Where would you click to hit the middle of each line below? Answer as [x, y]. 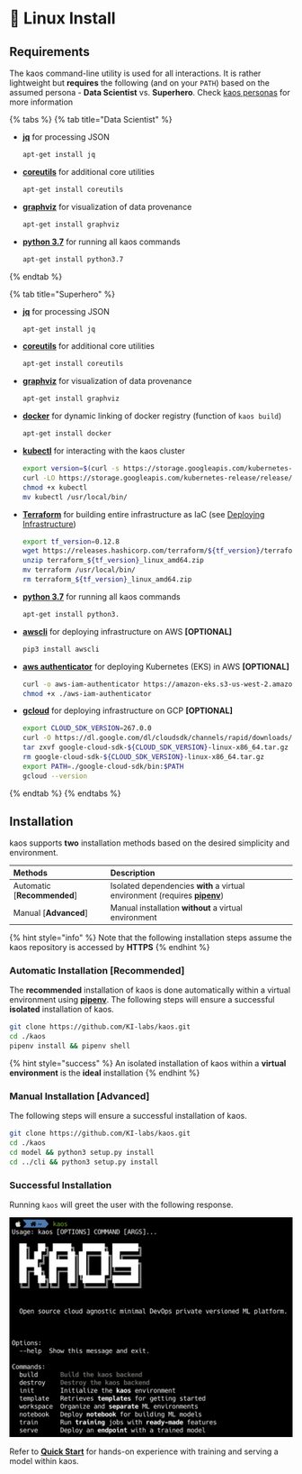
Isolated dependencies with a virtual [178, 886]
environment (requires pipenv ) [167, 895]
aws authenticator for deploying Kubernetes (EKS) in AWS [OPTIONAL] [155, 666]
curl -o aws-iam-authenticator [81, 684]
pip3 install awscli [61, 649]
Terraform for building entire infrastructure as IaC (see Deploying [143, 514]
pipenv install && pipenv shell [70, 1046]
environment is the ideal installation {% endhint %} [105, 1073]
